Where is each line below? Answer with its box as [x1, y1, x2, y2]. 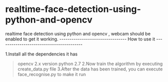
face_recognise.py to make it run [17, 71, 86, 77]
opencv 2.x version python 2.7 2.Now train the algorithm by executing [17, 60, 163, 66]
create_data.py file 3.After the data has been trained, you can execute [17, 66, 163, 72]
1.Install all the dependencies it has [5, 51, 78, 57]
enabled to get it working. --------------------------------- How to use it [5, 36, 155, 42]
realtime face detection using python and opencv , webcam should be [5, 30, 151, 36]
